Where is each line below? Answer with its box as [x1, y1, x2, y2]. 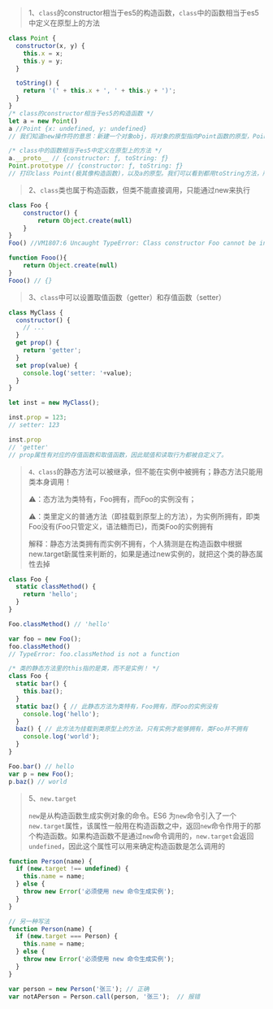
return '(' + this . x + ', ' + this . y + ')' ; [23, 87, 176, 95]
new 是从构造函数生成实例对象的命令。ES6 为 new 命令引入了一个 [28, 811, 237, 820]
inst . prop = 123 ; [8, 414, 67, 422]
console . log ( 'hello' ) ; [23, 710, 100, 718]
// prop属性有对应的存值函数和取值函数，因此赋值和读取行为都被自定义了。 [8, 450, 227, 459]
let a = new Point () [8, 117, 79, 125]
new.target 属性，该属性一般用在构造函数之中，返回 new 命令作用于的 [28, 820, 254, 830]
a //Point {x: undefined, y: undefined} [8, 124, 148, 133]
